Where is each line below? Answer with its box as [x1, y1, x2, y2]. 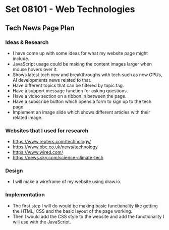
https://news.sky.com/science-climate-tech [12, 155, 104, 161]
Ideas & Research [5, 39, 49, 46]
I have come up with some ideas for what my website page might [12, 50, 148, 56]
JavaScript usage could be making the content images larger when [12, 61, 152, 67]
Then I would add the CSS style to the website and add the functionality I [12, 213, 164, 219]
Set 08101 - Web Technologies [5, 4, 135, 15]
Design [5, 167, 23, 175]
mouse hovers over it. [12, 66, 58, 72]
